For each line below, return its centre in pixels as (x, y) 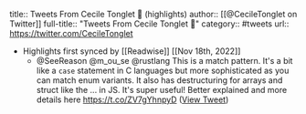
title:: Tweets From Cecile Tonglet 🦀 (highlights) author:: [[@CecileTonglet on (153, 14)
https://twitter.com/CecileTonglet (72, 33)
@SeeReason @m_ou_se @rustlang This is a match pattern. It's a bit (164, 61)
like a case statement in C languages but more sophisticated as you (163, 70)
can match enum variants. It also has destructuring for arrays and (159, 80)
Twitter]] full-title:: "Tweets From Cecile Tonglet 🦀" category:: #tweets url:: (149, 24)
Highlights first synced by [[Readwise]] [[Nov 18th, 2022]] (132, 51)
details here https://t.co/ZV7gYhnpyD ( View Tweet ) (132, 99)
